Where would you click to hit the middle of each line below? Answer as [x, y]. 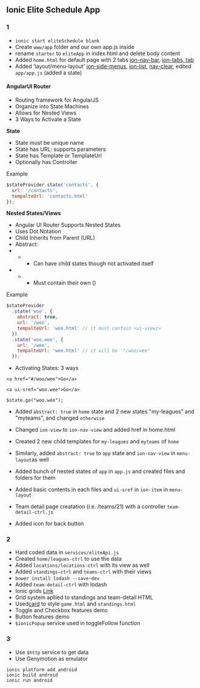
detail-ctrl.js [34, 512]
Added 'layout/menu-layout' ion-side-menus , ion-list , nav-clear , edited [103, 66]
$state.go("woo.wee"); [35, 400]
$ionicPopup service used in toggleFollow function [78, 623]
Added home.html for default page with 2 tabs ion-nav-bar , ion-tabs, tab [104, 59]
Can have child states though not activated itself [93, 263]
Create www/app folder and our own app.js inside [75, 47]
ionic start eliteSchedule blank [57, 41]
